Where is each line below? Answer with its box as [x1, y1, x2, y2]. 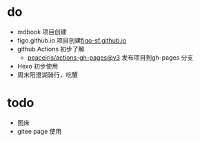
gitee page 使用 [17, 127, 62, 135]
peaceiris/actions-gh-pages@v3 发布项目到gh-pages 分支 [27, 53, 194, 62]
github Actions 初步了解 [17, 45, 85, 53]
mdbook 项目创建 [17, 27, 67, 36]
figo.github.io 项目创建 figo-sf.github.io [17, 36, 127, 45]
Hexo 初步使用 [17, 62, 59, 70]
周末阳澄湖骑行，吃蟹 [17, 70, 78, 79]
